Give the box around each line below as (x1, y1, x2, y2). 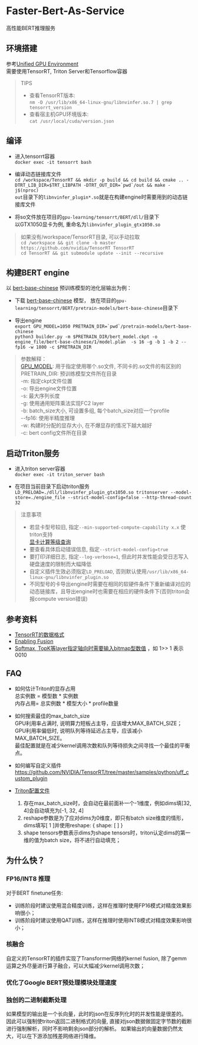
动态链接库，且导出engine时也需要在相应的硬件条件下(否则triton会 (29, 588, 190, 595)
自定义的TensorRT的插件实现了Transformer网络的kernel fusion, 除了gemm (6, 955, 187, 962)
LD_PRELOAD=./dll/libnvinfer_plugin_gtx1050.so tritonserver (14, 490, 169, 496)
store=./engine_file (14, 495, 65, 501)
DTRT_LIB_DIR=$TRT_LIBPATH (14, 182, 81, 188)
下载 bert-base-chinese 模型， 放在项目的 (14, 297, 117, 304)
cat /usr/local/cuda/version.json (29, 118, 114, 124)
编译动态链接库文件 (14, 170, 62, 177)
